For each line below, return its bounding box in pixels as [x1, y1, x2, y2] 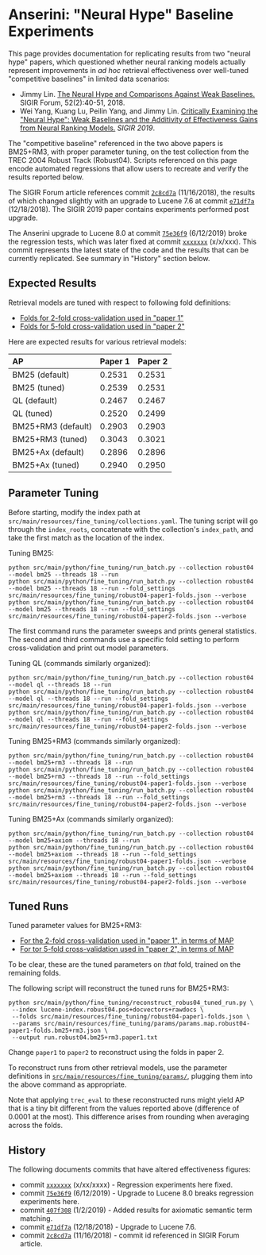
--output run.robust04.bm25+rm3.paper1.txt [11, 1034, 158, 1041]
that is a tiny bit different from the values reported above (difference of [8, 1103, 240, 1113]
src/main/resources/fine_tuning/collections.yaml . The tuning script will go [8, 516, 258, 525]
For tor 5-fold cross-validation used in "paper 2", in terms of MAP [19, 945, 234, 954]
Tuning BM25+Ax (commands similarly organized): [8, 814, 174, 823]
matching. [19, 1214, 53, 1223]
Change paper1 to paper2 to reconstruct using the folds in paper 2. [8, 1048, 225, 1057]
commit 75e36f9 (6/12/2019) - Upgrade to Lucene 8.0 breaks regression [19, 1188, 254, 1198]
